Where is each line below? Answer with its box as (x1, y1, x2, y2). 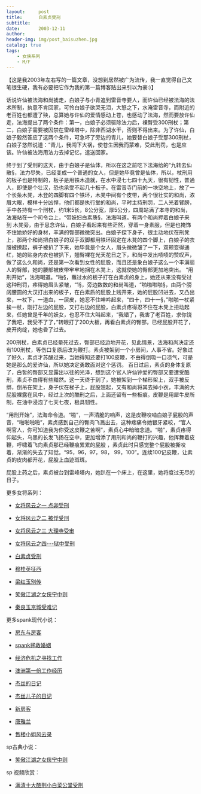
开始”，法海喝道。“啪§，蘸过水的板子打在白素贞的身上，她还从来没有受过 (11, 273, 193, 281)
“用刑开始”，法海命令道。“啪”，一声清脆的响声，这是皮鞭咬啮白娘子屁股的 (6, 411, 188, 418)
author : (6, 31, 26, 37)
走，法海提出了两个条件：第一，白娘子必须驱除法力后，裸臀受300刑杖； (6, 118, 184, 126)
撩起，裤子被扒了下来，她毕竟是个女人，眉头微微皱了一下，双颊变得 (16, 244, 184, 251)
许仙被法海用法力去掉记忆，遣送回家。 (16, 148, 111, 156)
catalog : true (6, 42, 42, 48)
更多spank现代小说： (6, 616, 58, 623)
